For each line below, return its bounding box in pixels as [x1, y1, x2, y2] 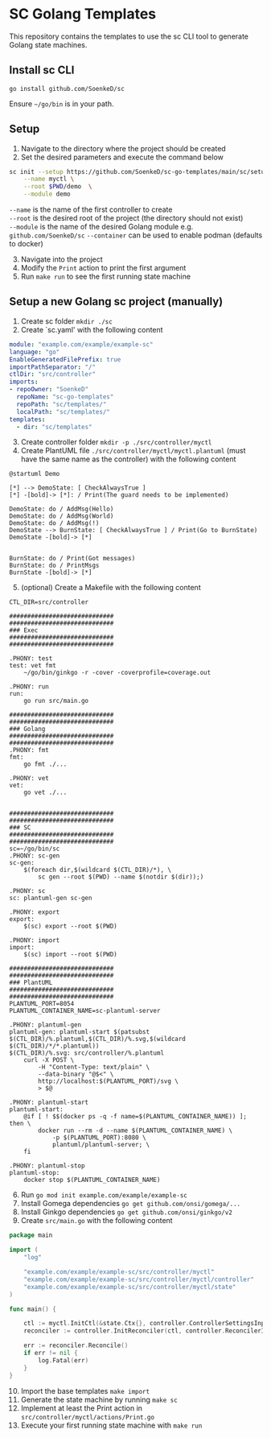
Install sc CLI [9, 64, 75, 77]
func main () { [9, 1305, 57, 1313]
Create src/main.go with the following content [20, 1216, 173, 1225]
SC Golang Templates [9, 5, 157, 23]
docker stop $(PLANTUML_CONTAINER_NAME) [23, 1176, 161, 1184]
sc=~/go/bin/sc [9, 845, 60, 853]
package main [9, 1231, 53, 1240]
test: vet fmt [9, 662, 57, 670]
